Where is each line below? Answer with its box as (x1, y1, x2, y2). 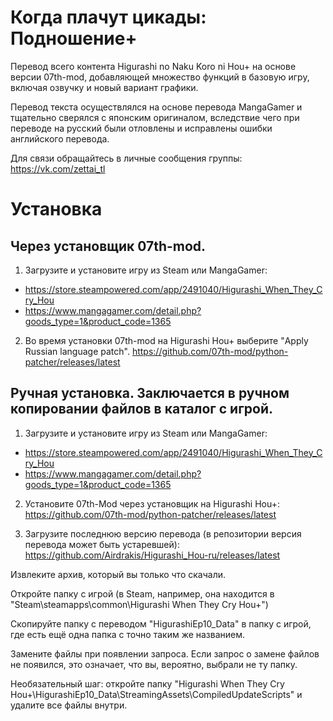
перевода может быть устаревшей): (24, 538, 180, 550)
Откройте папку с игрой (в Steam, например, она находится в (10, 587, 275, 600)
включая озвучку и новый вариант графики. (10, 81, 199, 93)
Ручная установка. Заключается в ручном (10, 385, 290, 402)
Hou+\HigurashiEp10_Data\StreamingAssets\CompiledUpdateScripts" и (10, 688, 303, 700)
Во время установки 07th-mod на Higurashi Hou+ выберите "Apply (24, 334, 309, 346)
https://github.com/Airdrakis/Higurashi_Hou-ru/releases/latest (24, 549, 281, 561)
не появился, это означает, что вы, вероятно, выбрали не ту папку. (10, 658, 298, 670)
